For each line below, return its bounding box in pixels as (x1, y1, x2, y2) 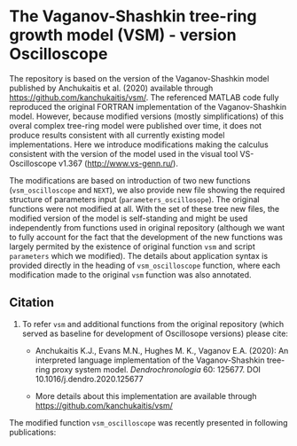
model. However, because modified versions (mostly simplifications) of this (9, 111, 284, 121)
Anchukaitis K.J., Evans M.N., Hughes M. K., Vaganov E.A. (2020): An (35, 345, 289, 356)
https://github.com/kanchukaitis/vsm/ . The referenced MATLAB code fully (9, 91, 279, 103)
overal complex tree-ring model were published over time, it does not (9, 120, 262, 130)
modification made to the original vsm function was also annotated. (9, 269, 252, 280)
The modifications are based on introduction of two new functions (9, 175, 251, 185)
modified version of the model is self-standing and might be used (9, 213, 248, 223)
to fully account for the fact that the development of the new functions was (9, 231, 284, 242)
